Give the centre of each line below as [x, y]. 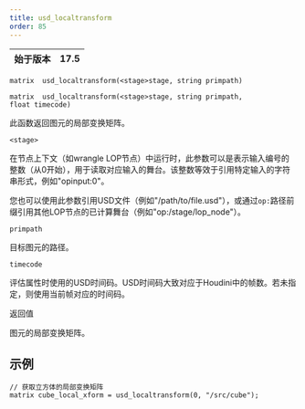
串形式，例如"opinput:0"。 [59, 181]
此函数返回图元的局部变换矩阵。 [69, 122]
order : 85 [28, 26]
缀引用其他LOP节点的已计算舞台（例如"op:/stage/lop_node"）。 [128, 212]
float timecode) [40, 105]
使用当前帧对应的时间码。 [81, 294]
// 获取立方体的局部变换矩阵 [57, 388]
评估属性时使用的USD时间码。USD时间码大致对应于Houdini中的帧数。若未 [149, 282]
